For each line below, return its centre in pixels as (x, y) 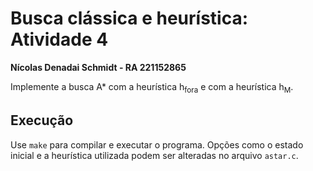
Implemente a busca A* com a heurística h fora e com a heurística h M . (152, 87)
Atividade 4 (59, 39)
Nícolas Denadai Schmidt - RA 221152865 (98, 67)
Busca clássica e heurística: (129, 18)
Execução (42, 120)
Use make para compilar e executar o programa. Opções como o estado (157, 144)
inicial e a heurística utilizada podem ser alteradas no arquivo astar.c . (154, 155)
